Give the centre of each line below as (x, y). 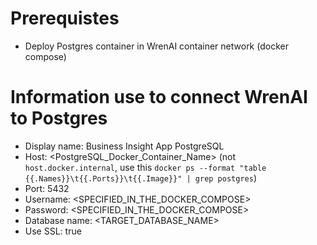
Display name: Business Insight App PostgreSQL (124, 146)
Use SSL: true (53, 231)
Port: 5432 (47, 188)
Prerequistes (65, 18)
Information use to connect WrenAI (159, 97)
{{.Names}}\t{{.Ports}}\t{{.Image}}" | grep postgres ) (141, 178)
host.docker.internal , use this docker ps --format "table (145, 167)
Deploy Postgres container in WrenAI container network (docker (156, 46)
